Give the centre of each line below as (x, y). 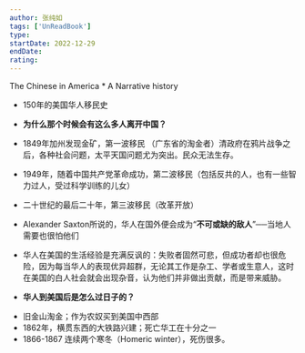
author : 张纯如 (36, 18)
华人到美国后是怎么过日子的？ (78, 297)
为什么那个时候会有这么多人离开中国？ (94, 124)
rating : (24, 60)
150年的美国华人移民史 (65, 105)
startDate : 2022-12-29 (52, 43)
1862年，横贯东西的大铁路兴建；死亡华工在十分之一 (119, 328)
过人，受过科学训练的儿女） (82, 186)
